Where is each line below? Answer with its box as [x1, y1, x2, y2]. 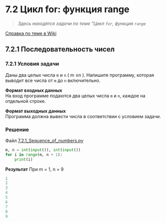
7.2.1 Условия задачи [5, 60, 60, 67]
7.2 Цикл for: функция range [5, 4, 130, 15]
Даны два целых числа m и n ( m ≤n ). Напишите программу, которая [5, 72, 154, 78]
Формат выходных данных [5, 108, 66, 114]
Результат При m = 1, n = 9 [5, 166, 64, 172]
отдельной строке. [5, 98, 46, 104]
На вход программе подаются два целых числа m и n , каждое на [5, 93, 146, 99]
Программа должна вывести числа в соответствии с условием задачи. [5, 113, 161, 119]
